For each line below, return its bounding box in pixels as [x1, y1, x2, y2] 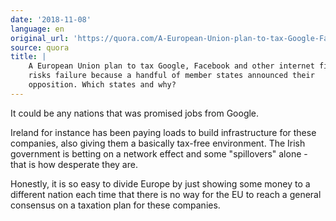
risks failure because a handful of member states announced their [28, 71, 315, 81]
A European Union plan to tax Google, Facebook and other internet [28, 61, 315, 71]
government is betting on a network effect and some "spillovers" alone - [10, 147, 308, 160]
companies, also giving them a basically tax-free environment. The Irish [10, 137, 306, 149]
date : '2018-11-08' [10, 14, 92, 25]
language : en [10, 24, 65, 34]
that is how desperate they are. [10, 158, 138, 170]
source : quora [10, 42, 70, 53]
